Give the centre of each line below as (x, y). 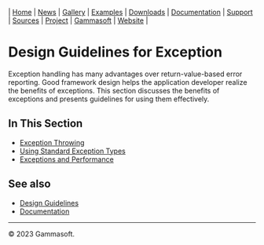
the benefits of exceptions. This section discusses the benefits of (114, 90)
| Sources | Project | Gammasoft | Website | (78, 20)
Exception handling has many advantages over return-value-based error (125, 74)
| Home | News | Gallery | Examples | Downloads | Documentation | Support (130, 12)
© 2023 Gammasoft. (42, 234)
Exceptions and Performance (66, 159)
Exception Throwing (52, 142)
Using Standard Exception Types (72, 151)
